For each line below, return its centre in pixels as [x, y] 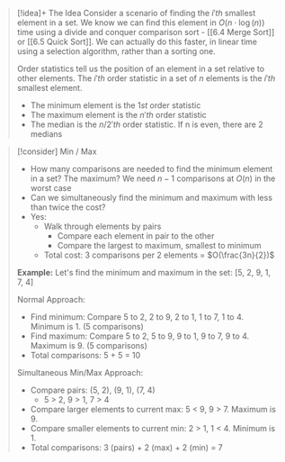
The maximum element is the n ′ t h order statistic [119, 115]
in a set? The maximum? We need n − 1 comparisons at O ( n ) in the [153, 178]
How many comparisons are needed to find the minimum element [151, 169]
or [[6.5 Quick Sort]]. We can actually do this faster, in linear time [137, 41]
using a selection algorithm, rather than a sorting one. [116, 51]
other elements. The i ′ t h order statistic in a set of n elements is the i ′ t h [146, 78]
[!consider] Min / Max [57, 151]
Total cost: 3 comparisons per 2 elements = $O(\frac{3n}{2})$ [159, 255]
